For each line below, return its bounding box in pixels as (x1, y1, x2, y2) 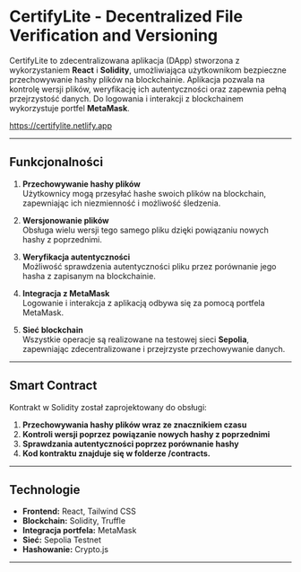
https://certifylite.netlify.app (9, 119, 112, 131)
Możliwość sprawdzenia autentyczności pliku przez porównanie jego (21, 260, 277, 271)
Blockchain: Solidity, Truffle (21, 515, 126, 526)
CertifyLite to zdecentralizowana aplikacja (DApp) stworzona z (9, 55, 240, 66)
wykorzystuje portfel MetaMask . (9, 102, 130, 113)
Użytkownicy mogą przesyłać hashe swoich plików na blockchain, (21, 188, 267, 198)
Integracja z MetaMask (21, 287, 110, 298)
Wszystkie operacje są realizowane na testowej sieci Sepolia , (21, 334, 249, 345)
